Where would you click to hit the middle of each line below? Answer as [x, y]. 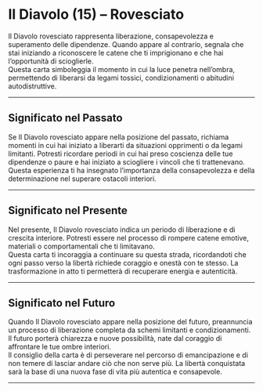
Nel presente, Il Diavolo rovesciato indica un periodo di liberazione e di [122, 230]
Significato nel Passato [65, 118]
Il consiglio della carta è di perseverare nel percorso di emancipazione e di [128, 355]
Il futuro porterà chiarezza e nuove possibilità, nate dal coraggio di [115, 339]
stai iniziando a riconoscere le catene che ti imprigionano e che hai [116, 52]
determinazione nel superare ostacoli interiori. [82, 179]
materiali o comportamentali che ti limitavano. [81, 246]
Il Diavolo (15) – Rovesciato [96, 14]
